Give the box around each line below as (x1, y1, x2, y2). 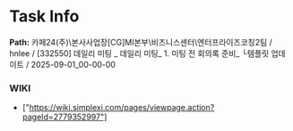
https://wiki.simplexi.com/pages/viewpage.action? (29, 102, 215, 113)
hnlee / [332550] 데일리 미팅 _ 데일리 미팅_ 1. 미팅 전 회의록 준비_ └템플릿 (9, 47, 270, 59)
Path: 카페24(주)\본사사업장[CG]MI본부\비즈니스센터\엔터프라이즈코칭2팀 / (9, 37, 273, 47)
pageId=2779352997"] (22, 111, 108, 122)
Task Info (9, 6, 80, 27)
